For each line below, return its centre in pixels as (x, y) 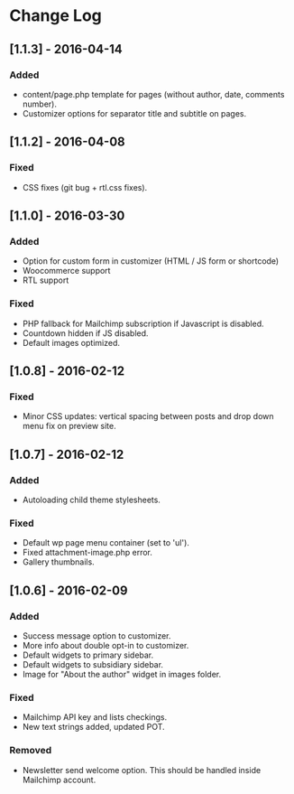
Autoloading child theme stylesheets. (91, 500)
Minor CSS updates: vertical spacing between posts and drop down (148, 416)
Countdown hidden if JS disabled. (85, 333)
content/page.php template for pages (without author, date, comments (153, 94)
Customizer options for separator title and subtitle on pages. (134, 113)
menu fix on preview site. (69, 426)
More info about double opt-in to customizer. (106, 645)
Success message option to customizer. (96, 635)
